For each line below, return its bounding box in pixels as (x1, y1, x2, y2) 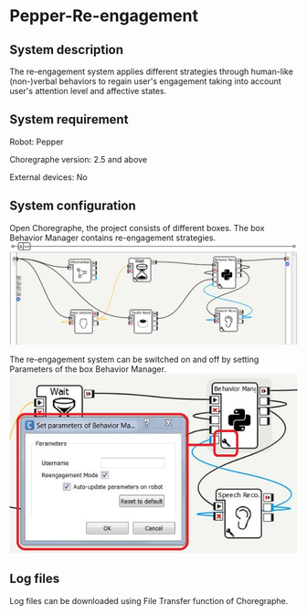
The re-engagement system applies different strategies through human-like (9, 66, 294, 77)
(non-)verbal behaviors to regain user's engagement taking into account (9, 76, 281, 87)
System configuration (9, 198, 136, 214)
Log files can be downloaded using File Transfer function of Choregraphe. (9, 595, 289, 606)
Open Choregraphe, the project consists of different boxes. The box (9, 222, 265, 233)
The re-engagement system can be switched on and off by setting (9, 354, 259, 366)
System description (9, 42, 124, 58)
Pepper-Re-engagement (9, 5, 199, 27)
